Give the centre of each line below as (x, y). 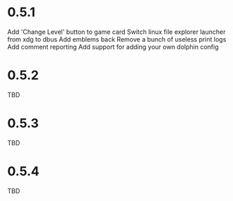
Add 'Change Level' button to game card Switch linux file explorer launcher (116, 32)
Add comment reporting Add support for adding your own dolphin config (113, 47)
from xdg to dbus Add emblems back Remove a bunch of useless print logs (117, 39)
